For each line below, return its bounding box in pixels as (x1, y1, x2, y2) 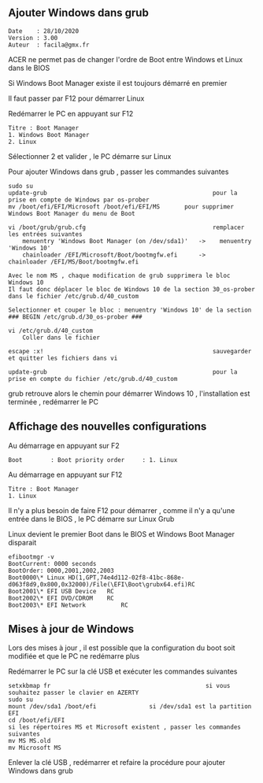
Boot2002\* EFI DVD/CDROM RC (8, 594, 114, 602)
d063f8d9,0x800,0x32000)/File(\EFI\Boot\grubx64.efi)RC (8, 580, 195, 589)
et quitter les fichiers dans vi (8, 354, 118, 362)
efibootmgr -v (8, 552, 55, 561)
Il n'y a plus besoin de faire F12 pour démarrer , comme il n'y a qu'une (8, 505, 235, 515)
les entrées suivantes (8, 230, 83, 238)
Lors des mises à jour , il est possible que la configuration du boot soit (8, 643, 235, 652)
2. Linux (8, 138, 37, 146)
